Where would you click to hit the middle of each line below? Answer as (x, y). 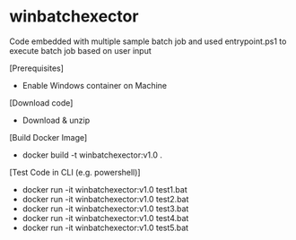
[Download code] (41, 103)
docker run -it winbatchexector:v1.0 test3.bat (105, 209)
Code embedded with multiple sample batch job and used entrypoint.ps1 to (148, 41)
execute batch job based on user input (81, 50)
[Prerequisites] (37, 68)
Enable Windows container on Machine (95, 85)
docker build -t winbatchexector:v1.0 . (92, 155)
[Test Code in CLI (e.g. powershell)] (75, 172)
